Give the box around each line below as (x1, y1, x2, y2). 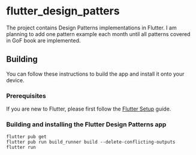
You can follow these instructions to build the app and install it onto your (6, 70, 185, 77)
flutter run (6, 144, 36, 151)
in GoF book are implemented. (6, 37, 81, 44)
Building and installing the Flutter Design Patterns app (6, 120, 167, 129)
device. (6, 76, 25, 84)
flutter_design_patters (6, 4, 120, 18)
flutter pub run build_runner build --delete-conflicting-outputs (6, 139, 176, 145)
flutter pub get (6, 134, 47, 140)
